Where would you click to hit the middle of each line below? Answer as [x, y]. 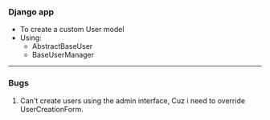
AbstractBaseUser [62, 46]
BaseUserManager [63, 55]
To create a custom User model [72, 30]
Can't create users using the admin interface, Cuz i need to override [133, 100]
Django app [31, 12]
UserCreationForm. [51, 109]
